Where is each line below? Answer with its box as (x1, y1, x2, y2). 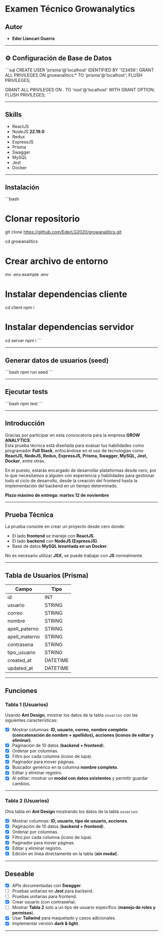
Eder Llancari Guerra (12, 35, 55, 41)
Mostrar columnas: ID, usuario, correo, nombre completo (12, 726, 128, 732)
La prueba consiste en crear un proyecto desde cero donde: (5, 524, 125, 529)
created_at (7, 657, 32, 664)
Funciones (5, 687, 38, 695)
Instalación (5, 183, 40, 192)
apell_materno (7, 633, 40, 640)
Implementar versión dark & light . (12, 920, 80, 926)
